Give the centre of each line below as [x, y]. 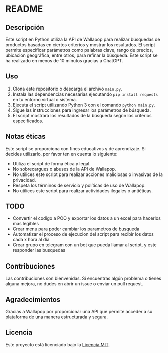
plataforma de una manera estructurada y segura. [57, 317]
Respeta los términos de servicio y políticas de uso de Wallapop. [79, 185]
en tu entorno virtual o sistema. [45, 99]
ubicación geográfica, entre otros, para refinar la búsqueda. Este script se [81, 55]
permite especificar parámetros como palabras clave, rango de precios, [79, 50]
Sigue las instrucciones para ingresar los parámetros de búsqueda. [82, 110]
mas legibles [26, 224]
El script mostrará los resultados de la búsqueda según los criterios [82, 115]
